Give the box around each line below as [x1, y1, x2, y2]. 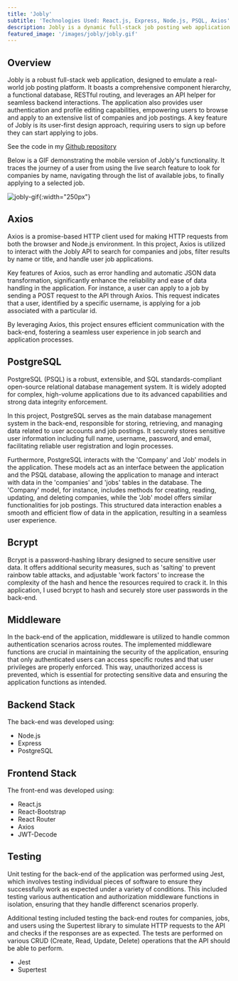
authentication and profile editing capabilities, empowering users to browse [7, 106, 229, 115]
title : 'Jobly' [7, 10, 53, 18]
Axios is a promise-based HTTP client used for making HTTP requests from [7, 232, 229, 241]
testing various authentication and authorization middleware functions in [7, 892, 220, 901]
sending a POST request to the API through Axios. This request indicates [7, 291, 220, 300]
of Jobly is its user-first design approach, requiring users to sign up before [7, 121, 226, 130]
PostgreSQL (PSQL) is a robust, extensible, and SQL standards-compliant [7, 374, 222, 383]
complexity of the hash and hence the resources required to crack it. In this [7, 578, 227, 587]
